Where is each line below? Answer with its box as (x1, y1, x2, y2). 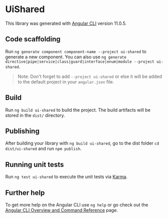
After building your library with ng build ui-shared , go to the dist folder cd (5, 140, 159, 146)
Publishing (5, 126, 40, 135)
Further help (5, 188, 45, 197)
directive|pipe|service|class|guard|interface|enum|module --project (5, 59, 155, 64)
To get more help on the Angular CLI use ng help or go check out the (5, 202, 148, 208)
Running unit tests (5, 160, 64, 169)
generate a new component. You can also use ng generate (5, 54, 127, 60)
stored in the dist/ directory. (5, 112, 66, 118)
